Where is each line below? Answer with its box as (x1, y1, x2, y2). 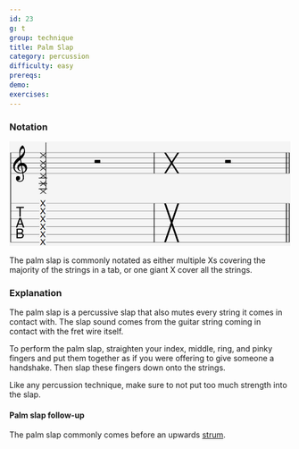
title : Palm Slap (9, 43, 74, 52)
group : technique (9, 33, 74, 42)
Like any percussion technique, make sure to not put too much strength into (9, 380, 287, 390)
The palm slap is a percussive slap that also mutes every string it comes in (9, 307, 283, 318)
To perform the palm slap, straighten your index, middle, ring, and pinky (9, 343, 273, 353)
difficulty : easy (9, 62, 74, 71)
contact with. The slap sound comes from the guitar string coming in (9, 317, 262, 326)
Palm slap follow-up (9, 410, 85, 420)
